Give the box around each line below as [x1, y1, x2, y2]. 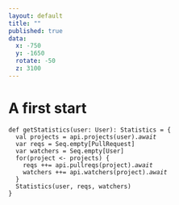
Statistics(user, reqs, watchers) [15, 182, 131, 190]
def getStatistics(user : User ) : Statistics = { [8, 126, 172, 134]
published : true [8, 27, 63, 35]
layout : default [8, 11, 63, 20]
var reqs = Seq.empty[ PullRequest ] [15, 140, 135, 148]
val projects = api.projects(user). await [15, 132, 157, 141]
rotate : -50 [15, 57, 56, 65]
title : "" [8, 19, 42, 27]
